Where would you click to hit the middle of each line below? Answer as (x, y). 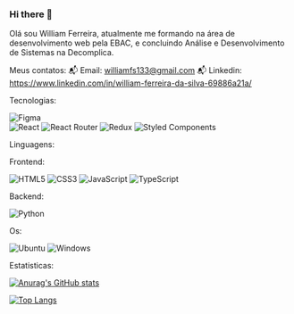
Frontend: (27, 162)
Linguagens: (32, 145)
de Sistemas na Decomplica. (62, 53)
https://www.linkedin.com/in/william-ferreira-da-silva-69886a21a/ (130, 83)
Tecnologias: (33, 101)
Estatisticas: (32, 266)
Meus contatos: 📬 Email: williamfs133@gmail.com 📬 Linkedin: (126, 70)
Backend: (27, 196)
